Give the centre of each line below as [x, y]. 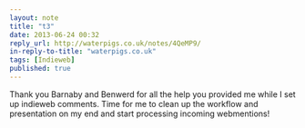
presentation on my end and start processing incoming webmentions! [140, 113]
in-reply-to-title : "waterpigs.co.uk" [83, 52]
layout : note [34, 18]
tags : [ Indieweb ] [42, 60]
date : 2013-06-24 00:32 [55, 34]
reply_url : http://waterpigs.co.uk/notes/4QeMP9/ [106, 43]
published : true [40, 69]
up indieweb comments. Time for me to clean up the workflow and [134, 103]
